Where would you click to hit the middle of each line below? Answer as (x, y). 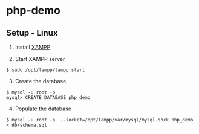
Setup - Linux (32, 33)
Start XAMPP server (40, 59)
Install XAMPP (33, 47)
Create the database (41, 81)
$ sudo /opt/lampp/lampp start (46, 70)
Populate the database (43, 109)
